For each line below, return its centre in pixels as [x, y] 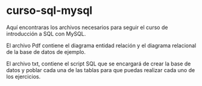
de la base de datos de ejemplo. [46, 51]
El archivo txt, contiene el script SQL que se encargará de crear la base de [99, 64]
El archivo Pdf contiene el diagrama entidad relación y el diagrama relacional [101, 45]
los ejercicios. [24, 76]
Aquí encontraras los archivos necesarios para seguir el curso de [87, 27]
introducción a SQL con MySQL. [46, 33]
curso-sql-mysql [49, 11]
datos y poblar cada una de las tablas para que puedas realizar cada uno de [101, 70]
